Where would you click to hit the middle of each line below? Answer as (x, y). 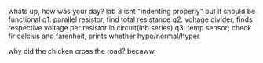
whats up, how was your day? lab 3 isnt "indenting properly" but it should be (132, 11)
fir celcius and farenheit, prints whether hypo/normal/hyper (104, 36)
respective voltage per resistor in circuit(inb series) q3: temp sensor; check (130, 28)
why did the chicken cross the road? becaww (82, 51)
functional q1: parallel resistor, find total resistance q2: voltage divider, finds (130, 19)
